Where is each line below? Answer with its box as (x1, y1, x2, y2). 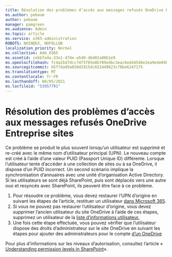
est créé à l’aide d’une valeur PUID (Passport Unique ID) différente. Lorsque (5, 155, 165, 161)
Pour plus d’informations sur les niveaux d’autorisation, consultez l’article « (5, 240, 163, 246)
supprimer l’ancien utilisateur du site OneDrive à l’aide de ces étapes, (12, 208, 159, 215)
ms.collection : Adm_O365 (5, 50, 58, 55)
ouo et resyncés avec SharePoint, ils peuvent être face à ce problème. (5, 182, 154, 188)
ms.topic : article (5, 31, 45, 36)
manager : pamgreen (5, 22, 45, 27)
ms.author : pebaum (5, 12, 45, 17)
